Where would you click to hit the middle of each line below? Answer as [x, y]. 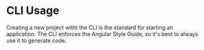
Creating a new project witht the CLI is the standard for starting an [90, 27]
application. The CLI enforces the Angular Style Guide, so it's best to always [102, 34]
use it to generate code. [36, 40]
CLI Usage [33, 11]
